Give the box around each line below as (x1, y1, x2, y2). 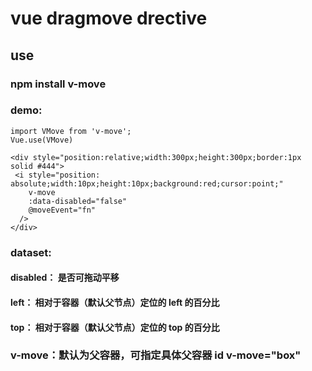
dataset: (10, 245, 52, 259)
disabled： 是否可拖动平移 (10, 272, 120, 284)
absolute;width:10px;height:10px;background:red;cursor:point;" (10, 178, 284, 189)
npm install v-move (10, 77, 107, 91)
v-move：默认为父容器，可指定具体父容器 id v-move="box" (10, 348, 302, 362)
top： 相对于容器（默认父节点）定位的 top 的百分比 (10, 321, 220, 333)
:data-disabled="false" (28, 196, 128, 206)
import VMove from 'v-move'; (10, 126, 132, 136)
